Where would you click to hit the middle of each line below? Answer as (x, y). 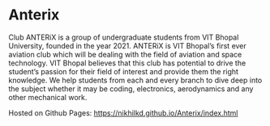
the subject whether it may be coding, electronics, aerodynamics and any (131, 88)
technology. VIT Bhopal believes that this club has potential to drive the (127, 63)
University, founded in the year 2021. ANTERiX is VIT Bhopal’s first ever (128, 45)
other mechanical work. (48, 97)
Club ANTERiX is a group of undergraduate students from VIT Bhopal (124, 37)
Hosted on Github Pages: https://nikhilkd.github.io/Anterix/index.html (123, 113)
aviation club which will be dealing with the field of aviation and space (125, 54)
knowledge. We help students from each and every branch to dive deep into (135, 80)
